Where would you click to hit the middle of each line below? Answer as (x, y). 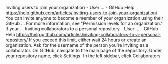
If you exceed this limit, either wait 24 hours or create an (88, 40)
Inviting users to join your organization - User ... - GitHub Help (70, 7)
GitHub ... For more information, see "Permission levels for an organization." (84, 23)
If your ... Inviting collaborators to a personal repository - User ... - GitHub (82, 29)
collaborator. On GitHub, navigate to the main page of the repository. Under (84, 51)
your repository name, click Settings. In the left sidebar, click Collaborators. (83, 56)
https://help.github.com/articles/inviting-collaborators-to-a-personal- (88, 34)
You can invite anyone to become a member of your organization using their (84, 18)
